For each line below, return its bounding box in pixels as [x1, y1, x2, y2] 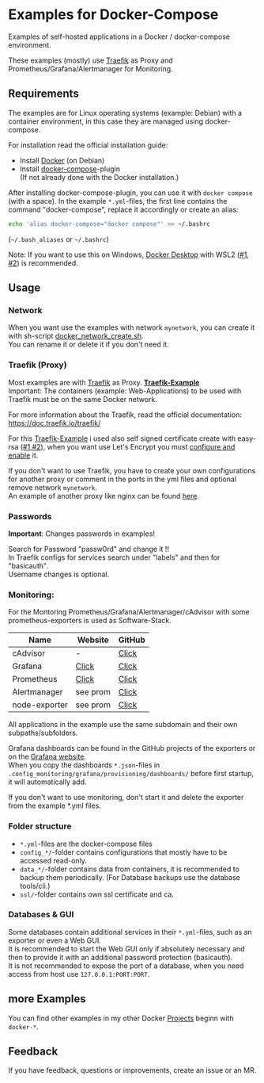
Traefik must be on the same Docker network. [8, 394, 158, 404]
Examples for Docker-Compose [8, 6, 219, 24]
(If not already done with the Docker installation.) [19, 172, 179, 182]
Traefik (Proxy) [8, 359, 67, 370]
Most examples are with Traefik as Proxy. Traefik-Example [8, 377, 200, 387]
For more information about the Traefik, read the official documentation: [8, 410, 243, 419]
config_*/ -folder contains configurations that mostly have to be [19, 847, 228, 857]
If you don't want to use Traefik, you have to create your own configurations [8, 465, 256, 475]
